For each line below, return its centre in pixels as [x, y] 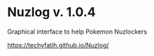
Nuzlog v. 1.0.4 [51, 12]
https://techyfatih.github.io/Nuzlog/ [58, 45]
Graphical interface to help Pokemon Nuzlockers [77, 31]
